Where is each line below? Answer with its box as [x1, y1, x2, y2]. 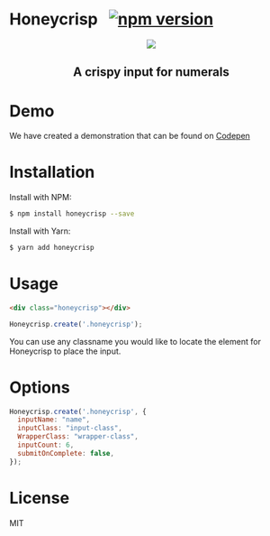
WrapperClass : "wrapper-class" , [17, 432, 139, 441]
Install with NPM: [9, 192, 72, 203]
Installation [9, 162, 95, 182]
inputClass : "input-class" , [17, 424, 123, 433]
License [9, 487, 70, 508]
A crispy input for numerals [73, 64, 229, 80]
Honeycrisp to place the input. [9, 346, 121, 356]
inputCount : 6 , [17, 440, 75, 450]
